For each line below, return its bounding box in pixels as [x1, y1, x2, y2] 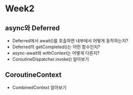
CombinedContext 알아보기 [12, 84, 66, 90]
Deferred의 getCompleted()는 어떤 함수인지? [12, 44, 100, 50]
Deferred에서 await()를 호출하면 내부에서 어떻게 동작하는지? [12, 38, 129, 43]
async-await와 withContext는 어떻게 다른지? [12, 50, 100, 56]
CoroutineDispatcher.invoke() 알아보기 [12, 56, 89, 62]
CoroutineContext [5, 71, 62, 79]
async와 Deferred [5, 24, 60, 32]
